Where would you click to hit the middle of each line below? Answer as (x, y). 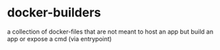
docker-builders (54, 13)
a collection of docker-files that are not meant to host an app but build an (110, 32)
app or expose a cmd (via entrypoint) (59, 38)
